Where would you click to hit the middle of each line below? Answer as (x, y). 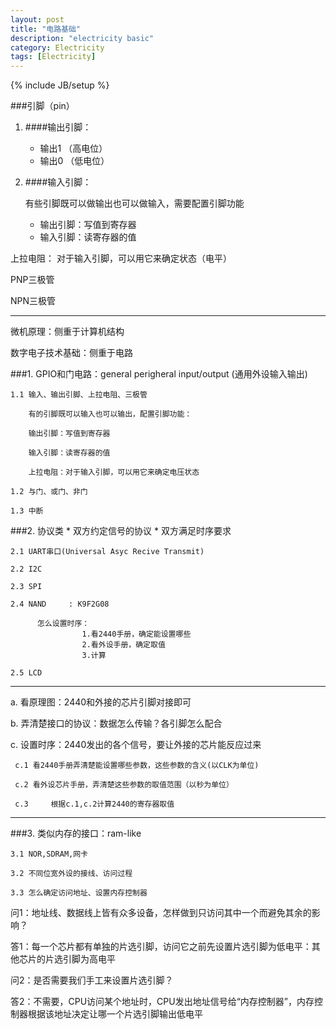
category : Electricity (57, 47)
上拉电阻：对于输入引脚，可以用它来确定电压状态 (114, 472)
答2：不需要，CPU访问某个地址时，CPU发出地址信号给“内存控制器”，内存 (162, 1002)
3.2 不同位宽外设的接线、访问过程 (71, 874)
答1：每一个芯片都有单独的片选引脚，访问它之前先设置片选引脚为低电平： (161, 947)
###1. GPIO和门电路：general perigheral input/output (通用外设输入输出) (159, 374)
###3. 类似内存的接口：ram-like (76, 833)
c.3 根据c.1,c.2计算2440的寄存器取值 (94, 804)
